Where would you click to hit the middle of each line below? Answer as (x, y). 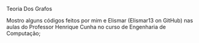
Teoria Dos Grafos (29, 9)
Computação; (24, 33)
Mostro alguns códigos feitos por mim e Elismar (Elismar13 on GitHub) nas (100, 20)
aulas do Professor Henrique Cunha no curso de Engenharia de (86, 27)
